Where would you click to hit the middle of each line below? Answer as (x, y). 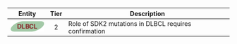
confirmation (87, 31)
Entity (28, 13)
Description (148, 13)
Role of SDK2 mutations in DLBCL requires (130, 23)
